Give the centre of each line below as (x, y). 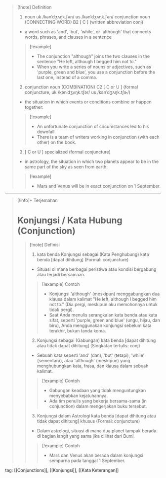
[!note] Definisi (45, 244)
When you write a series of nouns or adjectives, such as (94, 67)
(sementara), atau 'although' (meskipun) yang (83, 360)
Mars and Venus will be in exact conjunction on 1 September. (99, 186)
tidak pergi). (62, 310)
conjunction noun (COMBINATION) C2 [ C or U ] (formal (81, 87)
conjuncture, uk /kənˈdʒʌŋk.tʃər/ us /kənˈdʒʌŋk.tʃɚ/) (78, 92)
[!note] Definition (34, 7)
